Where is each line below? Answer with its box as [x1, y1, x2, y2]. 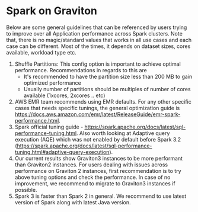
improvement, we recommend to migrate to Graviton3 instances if [14, 179, 176, 187]
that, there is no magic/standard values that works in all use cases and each [6, 36, 192, 43]
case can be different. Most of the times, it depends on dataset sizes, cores [6, 43, 191, 50]
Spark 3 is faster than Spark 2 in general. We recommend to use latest [14, 192, 187, 200]
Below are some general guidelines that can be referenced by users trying [6, 24, 187, 31]
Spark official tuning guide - [14, 123, 84, 130]
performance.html [14, 117, 59, 124]
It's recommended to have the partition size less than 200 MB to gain [23, 73, 193, 80]
